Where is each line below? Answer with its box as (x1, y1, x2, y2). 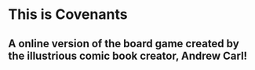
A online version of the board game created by (8, 37, 239, 50)
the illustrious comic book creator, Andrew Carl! (8, 49, 248, 62)
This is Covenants (8, 6, 128, 24)
